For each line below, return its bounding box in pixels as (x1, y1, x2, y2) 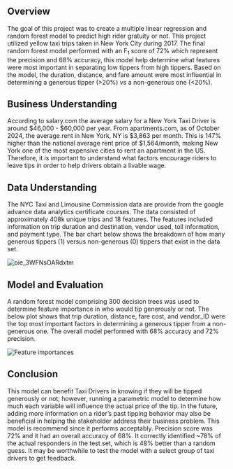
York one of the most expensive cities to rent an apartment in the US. (7, 146, 206, 155)
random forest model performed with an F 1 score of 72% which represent (7, 46, 218, 57)
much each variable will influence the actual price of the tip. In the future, (7, 402, 218, 410)
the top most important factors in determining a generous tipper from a (7, 320, 211, 328)
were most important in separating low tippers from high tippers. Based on (7, 63, 221, 71)
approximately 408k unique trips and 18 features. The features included (7, 215, 213, 223)
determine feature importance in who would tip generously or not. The (7, 304, 209, 314)
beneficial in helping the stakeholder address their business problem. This (7, 416, 220, 425)
